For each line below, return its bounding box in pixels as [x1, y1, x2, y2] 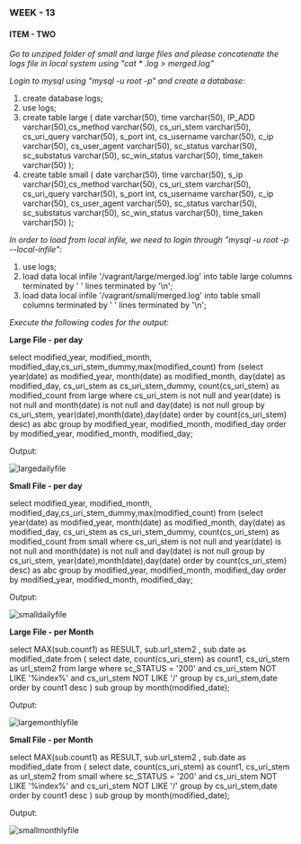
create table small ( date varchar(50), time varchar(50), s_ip [22, 169, 243, 181]
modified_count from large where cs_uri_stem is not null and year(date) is [9, 390, 281, 401]
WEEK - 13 [9, 6, 56, 19]
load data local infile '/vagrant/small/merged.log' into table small [22, 290, 261, 301]
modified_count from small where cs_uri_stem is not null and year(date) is [9, 537, 281, 547]
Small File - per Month [9, 734, 93, 745]
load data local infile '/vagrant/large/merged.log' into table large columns [22, 271, 293, 282]
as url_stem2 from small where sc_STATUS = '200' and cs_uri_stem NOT [9, 771, 278, 782]
